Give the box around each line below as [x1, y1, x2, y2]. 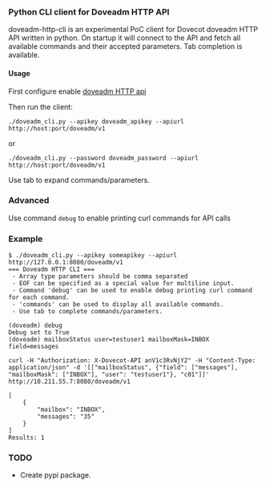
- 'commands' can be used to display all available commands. [11, 300, 224, 309]
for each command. [8, 293, 70, 302]
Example [8, 233, 43, 244]
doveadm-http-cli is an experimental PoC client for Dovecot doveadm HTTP [8, 25, 259, 34]
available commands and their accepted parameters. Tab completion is [8, 42, 243, 51]
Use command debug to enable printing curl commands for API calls [8, 213, 231, 223]
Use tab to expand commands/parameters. [8, 175, 151, 184]
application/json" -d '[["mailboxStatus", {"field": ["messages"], [8, 364, 239, 372]
